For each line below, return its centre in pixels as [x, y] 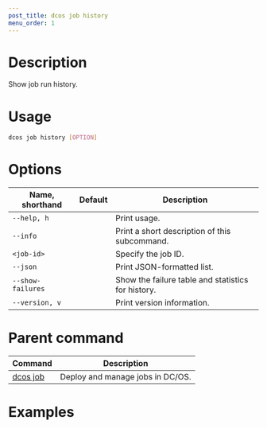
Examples [41, 412]
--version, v [37, 303]
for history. [135, 290]
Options [35, 170]
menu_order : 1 [32, 23]
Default [93, 200]
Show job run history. [43, 84]
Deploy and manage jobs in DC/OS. [126, 377]
